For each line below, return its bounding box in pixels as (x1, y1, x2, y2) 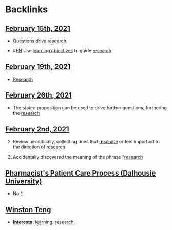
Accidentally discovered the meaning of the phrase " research (12, 154, 143, 160)
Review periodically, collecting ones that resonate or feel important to (12, 139, 160, 145)
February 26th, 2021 (5, 91, 72, 100)
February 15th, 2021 (5, 24, 70, 33)
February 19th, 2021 (5, 63, 71, 71)
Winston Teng (5, 205, 51, 214)
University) (5, 177, 42, 185)
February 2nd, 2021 (5, 125, 69, 134)
